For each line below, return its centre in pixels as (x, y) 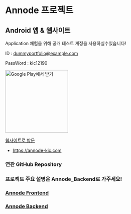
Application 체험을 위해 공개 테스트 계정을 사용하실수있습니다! (66, 43)
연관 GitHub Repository (34, 164)
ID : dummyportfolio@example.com (42, 53)
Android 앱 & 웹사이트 (38, 30)
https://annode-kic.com (37, 150)
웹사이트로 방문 (20, 140)
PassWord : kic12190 (26, 63)
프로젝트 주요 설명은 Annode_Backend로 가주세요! (64, 179)
